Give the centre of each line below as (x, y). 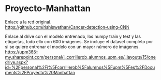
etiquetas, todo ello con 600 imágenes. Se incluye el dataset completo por (79, 41)
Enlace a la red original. (28, 22)
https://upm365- (22, 52)
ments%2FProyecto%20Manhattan (40, 72)
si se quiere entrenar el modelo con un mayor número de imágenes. (73, 47)
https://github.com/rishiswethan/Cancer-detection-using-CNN (67, 27)
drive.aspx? (16, 62)
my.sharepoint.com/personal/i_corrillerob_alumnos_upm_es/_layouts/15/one (80, 57)
